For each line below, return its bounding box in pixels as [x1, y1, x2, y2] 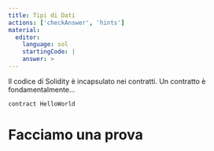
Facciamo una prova [8, 126, 143, 144]
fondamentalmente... [8, 84, 76, 94]
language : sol [22, 41, 68, 49]
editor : [15, 33, 41, 41]
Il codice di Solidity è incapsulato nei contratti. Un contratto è [8, 76, 206, 86]
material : [8, 26, 41, 34]
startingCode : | [22, 48, 76, 56]
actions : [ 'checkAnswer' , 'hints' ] [8, 19, 125, 27]
